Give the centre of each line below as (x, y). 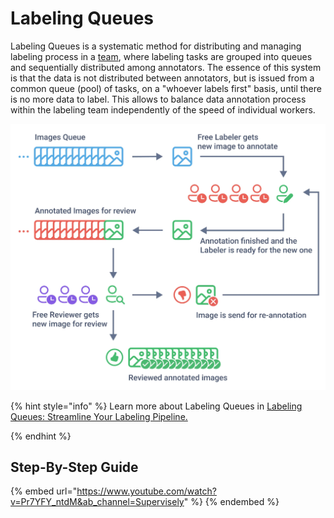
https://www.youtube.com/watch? (146, 491)
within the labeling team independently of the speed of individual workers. (163, 109)
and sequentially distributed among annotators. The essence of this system (166, 67)
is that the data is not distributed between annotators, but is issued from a (162, 78)
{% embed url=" (44, 491)
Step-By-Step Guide (74, 467)
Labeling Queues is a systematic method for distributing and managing (156, 46)
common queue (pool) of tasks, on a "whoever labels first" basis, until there (166, 88)
